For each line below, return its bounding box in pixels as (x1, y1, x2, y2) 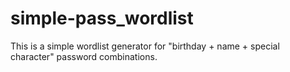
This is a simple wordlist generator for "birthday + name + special (10, 40, 280, 52)
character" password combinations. (10, 50, 158, 62)
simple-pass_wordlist (10, 7, 194, 30)
